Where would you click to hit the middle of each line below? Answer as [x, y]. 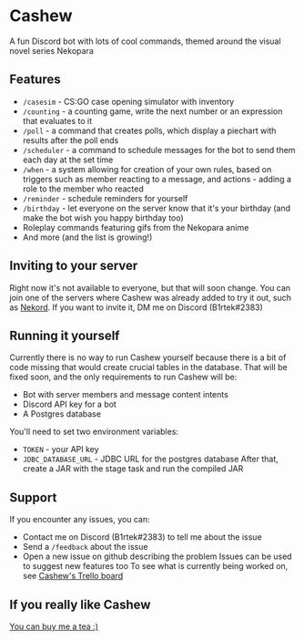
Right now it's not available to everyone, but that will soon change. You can [150, 287]
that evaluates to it [57, 120]
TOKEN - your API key [61, 450]
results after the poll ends [71, 140]
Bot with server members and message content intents [126, 395]
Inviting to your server [74, 266]
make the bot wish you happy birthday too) [103, 217]
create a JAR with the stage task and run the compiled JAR [133, 469]
